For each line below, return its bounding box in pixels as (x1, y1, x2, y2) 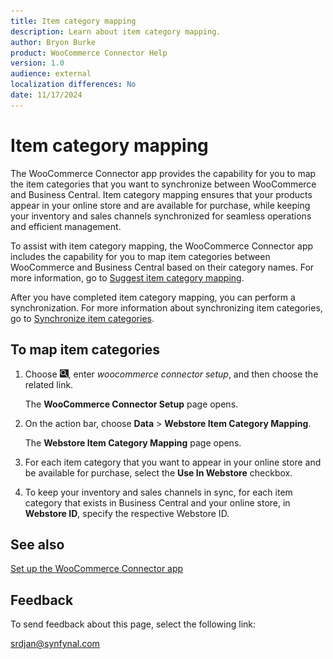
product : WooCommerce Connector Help (10, 48, 168, 58)
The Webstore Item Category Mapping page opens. (24, 436, 242, 449)
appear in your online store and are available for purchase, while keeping (10, 199, 311, 211)
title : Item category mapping (10, 16, 137, 26)
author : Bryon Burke (10, 37, 97, 47)
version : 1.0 (10, 58, 65, 69)
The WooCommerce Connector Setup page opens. (24, 398, 239, 410)
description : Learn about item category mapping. (10, 26, 222, 37)
